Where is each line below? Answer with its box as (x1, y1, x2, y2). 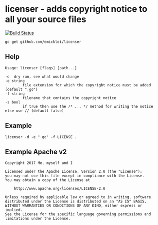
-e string (5, 78, 25, 83)
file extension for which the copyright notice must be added (22, 82, 151, 87)
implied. (5, 207, 23, 213)
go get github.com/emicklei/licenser (5, 39, 82, 44)
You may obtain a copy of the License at (5, 178, 90, 183)
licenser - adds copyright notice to (5, 3, 147, 15)
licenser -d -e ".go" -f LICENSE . (5, 134, 77, 140)
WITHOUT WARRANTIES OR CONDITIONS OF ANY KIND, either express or (5, 204, 142, 208)
